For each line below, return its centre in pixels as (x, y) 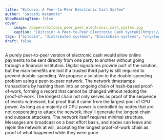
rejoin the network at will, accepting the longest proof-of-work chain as (77, 127)
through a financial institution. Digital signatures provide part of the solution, (82, 65)
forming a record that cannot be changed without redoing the (85, 91)
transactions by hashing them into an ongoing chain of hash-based (72, 86)
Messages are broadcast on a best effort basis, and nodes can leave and (79, 122)
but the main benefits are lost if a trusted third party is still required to (75, 70)
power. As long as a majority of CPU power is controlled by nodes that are (79, 106)
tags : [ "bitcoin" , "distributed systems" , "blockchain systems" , (73, 37)
